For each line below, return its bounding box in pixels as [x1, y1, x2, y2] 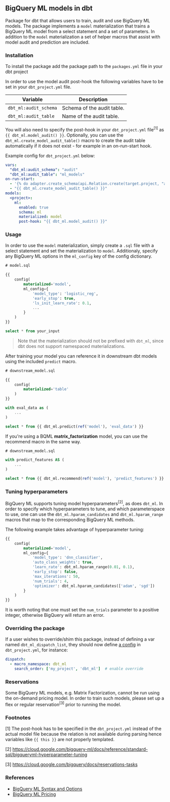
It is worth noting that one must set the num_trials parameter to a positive [5, 607, 159, 613]
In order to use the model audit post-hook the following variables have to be [5, 79, 163, 85]
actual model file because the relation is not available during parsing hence [5, 731, 162, 737]
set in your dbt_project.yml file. [5, 84, 72, 90]
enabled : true [18, 205, 49, 210]
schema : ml [18, 210, 42, 215]
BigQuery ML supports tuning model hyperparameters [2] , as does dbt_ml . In [5, 500, 163, 506]
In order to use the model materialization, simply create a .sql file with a [5, 242, 154, 249]
